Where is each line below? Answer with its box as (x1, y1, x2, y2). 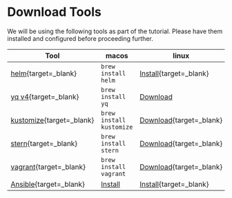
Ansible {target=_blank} (10, 179, 85, 189)
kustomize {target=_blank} (10, 115, 95, 125)
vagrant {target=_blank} (10, 162, 86, 172)
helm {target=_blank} (10, 69, 77, 78)
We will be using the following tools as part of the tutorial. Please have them (7, 27, 223, 35)
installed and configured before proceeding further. (7, 34, 153, 42)
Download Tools (7, 4, 101, 20)
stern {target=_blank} (10, 138, 78, 148)
